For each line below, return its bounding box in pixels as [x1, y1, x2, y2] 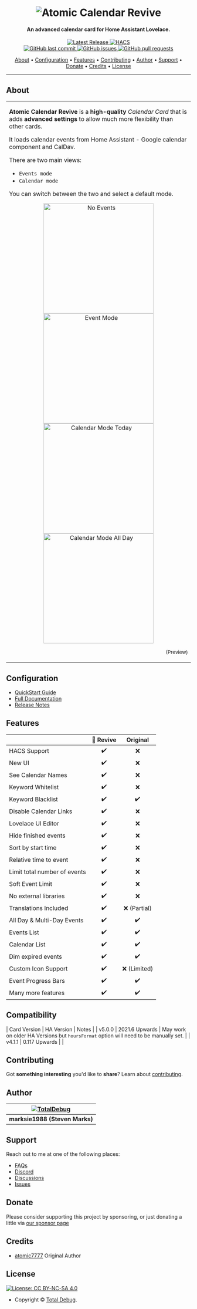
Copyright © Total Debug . [14, 1296, 77, 1303]
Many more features [9, 989, 65, 997]
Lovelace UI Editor [9, 820, 60, 828]
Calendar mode [19, 178, 59, 184]
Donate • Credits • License [66, 63, 131, 70]
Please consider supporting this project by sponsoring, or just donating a [6, 1213, 182, 1220]
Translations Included [9, 904, 69, 912]
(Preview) [165, 649, 188, 656]
